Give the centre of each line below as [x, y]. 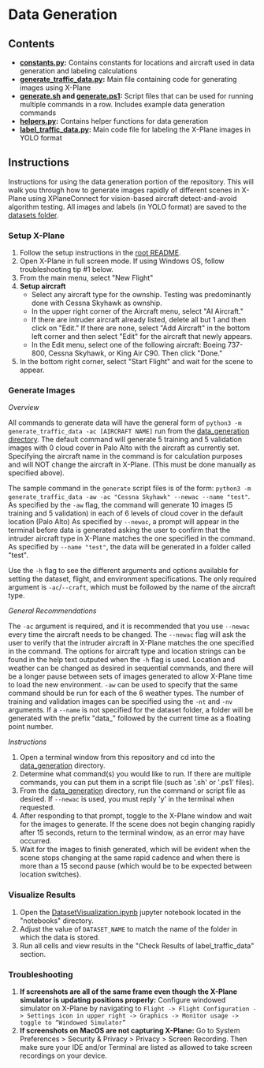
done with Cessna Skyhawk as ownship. [97, 303]
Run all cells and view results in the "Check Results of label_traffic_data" [137, 945]
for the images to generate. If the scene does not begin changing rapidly [137, 824]
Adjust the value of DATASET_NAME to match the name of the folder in [128, 928]
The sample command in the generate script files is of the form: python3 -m [130, 488]
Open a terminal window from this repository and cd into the [117, 757]
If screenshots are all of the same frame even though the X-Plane [128, 992]
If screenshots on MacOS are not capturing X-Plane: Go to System [130, 1031]
